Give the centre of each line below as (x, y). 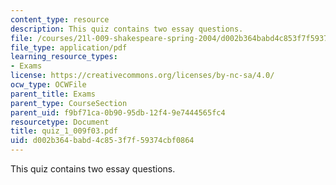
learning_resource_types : (64, 57)
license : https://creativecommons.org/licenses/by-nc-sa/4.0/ (142, 76)
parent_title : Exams (53, 94)
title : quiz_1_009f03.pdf (64, 131)
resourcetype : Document (60, 122)
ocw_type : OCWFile (48, 85)
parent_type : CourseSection (69, 103)
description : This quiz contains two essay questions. (127, 29)
